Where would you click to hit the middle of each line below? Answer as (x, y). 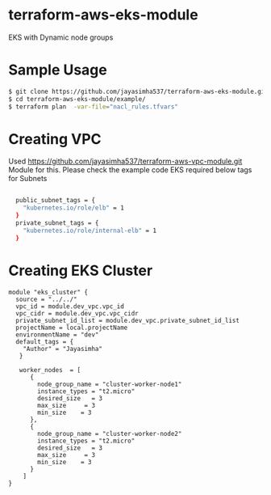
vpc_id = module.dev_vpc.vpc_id (70, 306)
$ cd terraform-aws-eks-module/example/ (77, 99)
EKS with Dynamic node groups (61, 37)
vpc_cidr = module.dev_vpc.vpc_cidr (77, 313)
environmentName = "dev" (57, 334)
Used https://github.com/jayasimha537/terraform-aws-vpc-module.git (125, 161)
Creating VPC (55, 139)
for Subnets (28, 179)
